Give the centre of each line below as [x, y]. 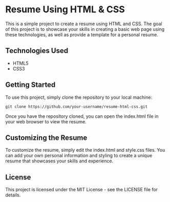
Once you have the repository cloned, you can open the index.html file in [82, 116]
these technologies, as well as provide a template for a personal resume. [82, 34]
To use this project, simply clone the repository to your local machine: [79, 97]
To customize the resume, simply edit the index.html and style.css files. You [85, 150]
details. [13, 195]
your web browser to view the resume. [46, 121]
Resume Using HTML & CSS [65, 10]
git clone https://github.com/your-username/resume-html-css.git [76, 106]
